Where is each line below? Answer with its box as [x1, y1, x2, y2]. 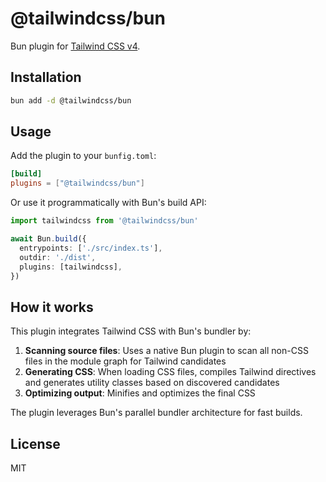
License [10, 435, 61, 452]
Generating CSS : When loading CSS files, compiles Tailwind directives [24, 366, 317, 378]
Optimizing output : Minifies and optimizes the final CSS [24, 387, 256, 399]
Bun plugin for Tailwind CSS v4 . [10, 40, 141, 52]
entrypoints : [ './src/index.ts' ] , [19, 243, 163, 253]
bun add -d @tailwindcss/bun [10, 95, 132, 106]
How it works [10, 298, 94, 316]
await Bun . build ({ [10, 234, 87, 244]
